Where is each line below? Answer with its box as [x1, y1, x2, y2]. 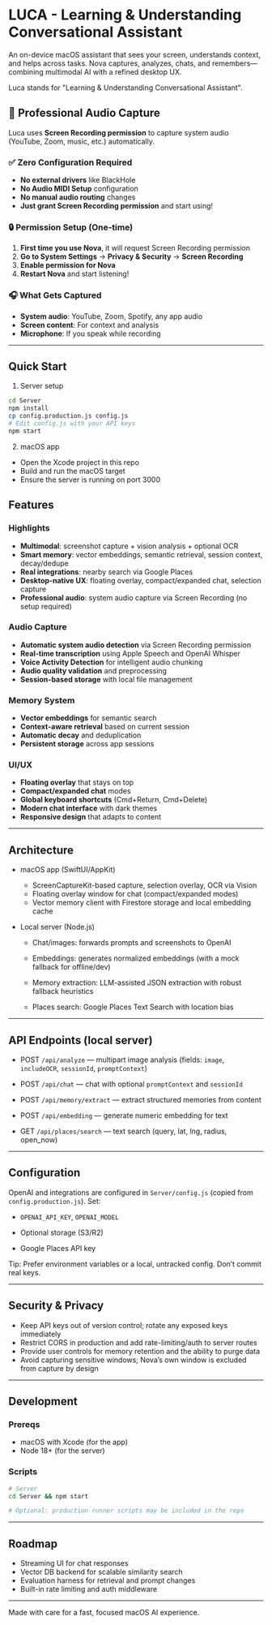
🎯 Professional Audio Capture [8, 106, 160, 120]
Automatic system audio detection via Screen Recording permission [19, 639, 252, 650]
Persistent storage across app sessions [19, 739, 155, 749]
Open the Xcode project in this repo [19, 457, 140, 467]
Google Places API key [19, 1243, 96, 1253]
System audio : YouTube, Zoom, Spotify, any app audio [19, 311, 203, 321]
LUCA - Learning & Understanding [8, 6, 242, 24]
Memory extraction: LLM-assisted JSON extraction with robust [32, 978, 241, 987]
